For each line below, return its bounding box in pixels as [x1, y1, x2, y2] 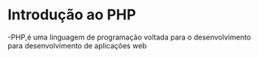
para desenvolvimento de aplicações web [7, 40, 147, 50]
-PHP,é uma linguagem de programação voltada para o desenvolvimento [7, 32, 252, 42]
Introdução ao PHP [7, 6, 136, 24]
